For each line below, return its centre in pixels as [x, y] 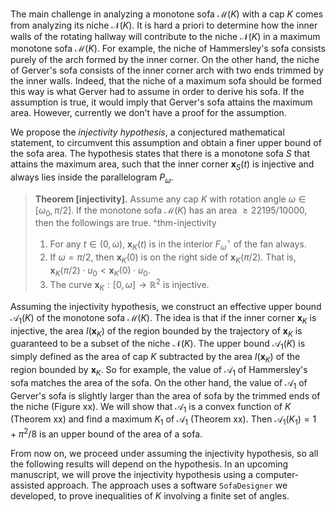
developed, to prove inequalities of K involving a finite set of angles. [150, 495]
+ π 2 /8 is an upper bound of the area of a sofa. [106, 433]
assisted [27, 485]
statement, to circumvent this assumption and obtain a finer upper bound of [166, 142]
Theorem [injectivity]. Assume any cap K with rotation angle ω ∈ [170, 199]
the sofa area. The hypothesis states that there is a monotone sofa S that [160, 153]
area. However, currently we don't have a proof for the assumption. [148, 112]
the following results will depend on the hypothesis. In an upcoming [149, 464]
